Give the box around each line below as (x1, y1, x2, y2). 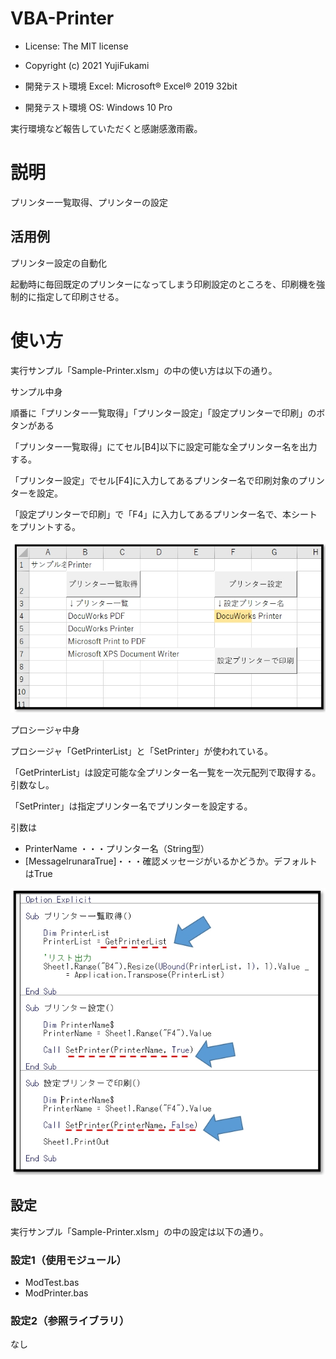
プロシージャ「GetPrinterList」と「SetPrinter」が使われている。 (10, 745, 274, 757)
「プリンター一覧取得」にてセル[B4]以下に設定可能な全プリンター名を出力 (10, 440, 318, 452)
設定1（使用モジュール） (10, 1253, 127, 1267)
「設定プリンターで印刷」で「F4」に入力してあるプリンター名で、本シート (10, 508, 318, 520)
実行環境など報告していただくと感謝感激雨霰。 (10, 122, 203, 134)
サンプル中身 (10, 385, 63, 397)
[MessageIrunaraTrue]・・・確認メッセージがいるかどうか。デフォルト (24, 855, 318, 867)
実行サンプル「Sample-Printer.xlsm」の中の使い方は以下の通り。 (10, 364, 278, 376)
